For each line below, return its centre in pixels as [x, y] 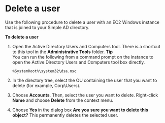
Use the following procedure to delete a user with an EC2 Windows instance [82, 22]
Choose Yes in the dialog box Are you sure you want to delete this [80, 110]
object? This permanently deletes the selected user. [65, 115]
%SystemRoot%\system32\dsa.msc [44, 71]
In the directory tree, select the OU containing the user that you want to [84, 80]
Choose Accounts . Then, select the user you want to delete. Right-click [85, 95]
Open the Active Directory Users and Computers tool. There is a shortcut [86, 46]
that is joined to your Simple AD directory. [47, 27]
